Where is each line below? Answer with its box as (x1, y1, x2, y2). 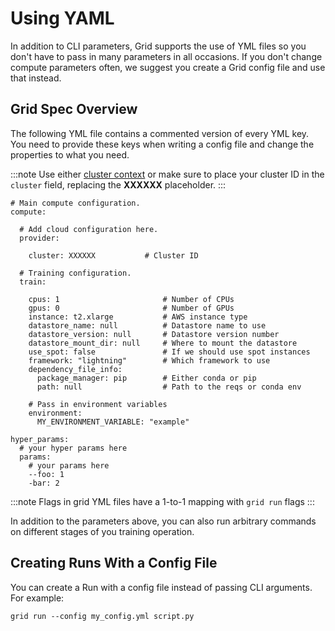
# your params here (28, 460, 110, 471)
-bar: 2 (28, 478, 60, 488)
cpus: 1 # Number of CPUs (28, 294, 235, 304)
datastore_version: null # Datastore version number (28, 329, 280, 339)
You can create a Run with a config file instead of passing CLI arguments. (10, 581, 313, 593)
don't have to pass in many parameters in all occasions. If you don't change (10, 50, 323, 62)
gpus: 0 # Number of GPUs (28, 303, 235, 313)
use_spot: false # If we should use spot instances (28, 347, 311, 357)
